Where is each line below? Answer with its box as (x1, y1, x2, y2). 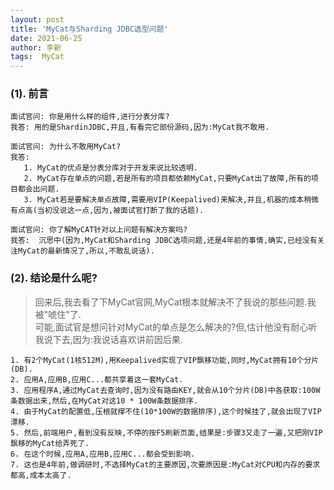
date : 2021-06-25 (10, 33, 83, 43)
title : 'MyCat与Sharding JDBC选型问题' (10, 24, 169, 34)
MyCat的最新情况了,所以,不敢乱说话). (17, 246, 155, 256)
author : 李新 (10, 42, 62, 53)
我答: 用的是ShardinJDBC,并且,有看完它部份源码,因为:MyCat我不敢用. (10, 122, 270, 133)
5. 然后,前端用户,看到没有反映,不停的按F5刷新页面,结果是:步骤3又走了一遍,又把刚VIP (10, 427, 323, 438)
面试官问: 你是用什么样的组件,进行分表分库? (10, 112, 170, 122)
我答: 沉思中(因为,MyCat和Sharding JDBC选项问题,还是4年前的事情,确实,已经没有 (10, 236, 318, 246)
